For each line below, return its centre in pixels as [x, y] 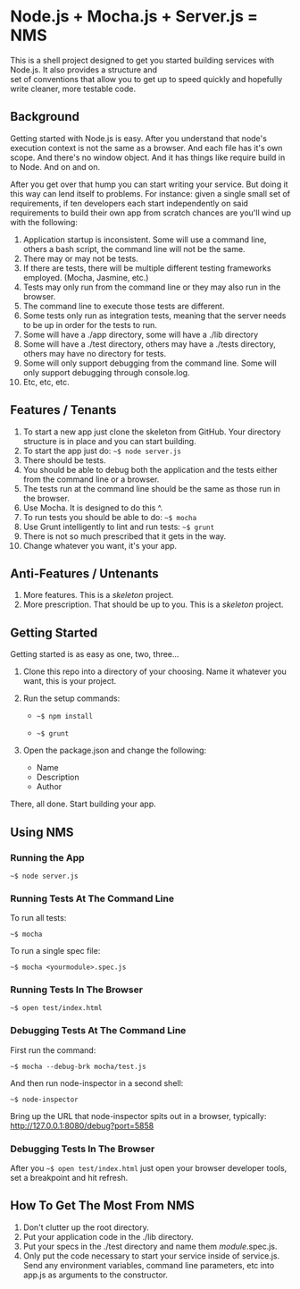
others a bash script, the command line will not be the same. [134, 249]
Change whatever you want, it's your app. [100, 545]
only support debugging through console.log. [106, 372]
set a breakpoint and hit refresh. [69, 1178]
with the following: [44, 222]
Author [49, 787]
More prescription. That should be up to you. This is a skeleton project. [153, 604]
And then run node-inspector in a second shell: [97, 1083]
